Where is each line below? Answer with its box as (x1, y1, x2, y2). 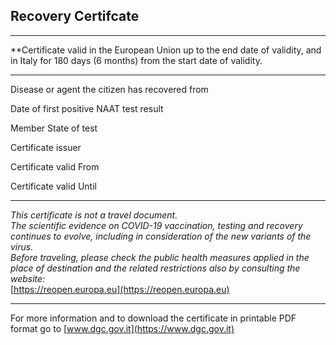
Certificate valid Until (10, 180, 97, 192)
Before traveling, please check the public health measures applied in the (10, 251, 310, 263)
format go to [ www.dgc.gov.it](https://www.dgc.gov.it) (10, 322, 235, 334)
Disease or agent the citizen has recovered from (10, 83, 209, 95)
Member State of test (10, 122, 98, 134)
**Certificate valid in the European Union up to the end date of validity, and (10, 44, 322, 56)
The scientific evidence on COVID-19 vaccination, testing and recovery (10, 219, 303, 231)
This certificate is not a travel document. (10, 209, 178, 221)
